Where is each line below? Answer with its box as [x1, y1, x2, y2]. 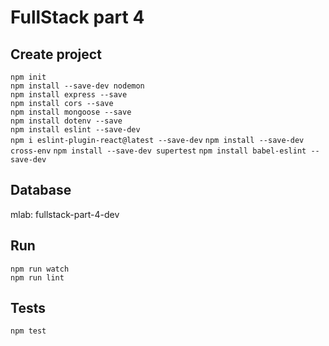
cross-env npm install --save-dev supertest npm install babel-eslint [10, 146, 307, 156]
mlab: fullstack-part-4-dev [10, 208, 120, 220]
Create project [10, 46, 102, 63]
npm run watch [10, 264, 70, 274]
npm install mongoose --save [10, 107, 132, 117]
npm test [10, 326, 47, 336]
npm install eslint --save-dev [10, 125, 141, 135]
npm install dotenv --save [10, 116, 123, 126]
